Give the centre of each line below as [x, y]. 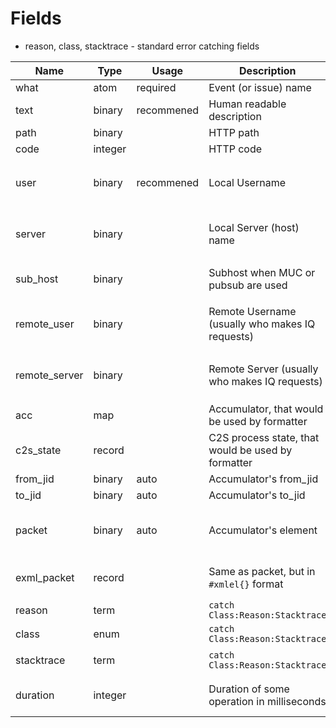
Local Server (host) [254, 227]
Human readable [247, 104]
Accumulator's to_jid [257, 495]
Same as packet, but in [262, 571]
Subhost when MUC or [262, 272]
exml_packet [45, 577]
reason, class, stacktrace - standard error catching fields [142, 46]
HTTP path [234, 132]
